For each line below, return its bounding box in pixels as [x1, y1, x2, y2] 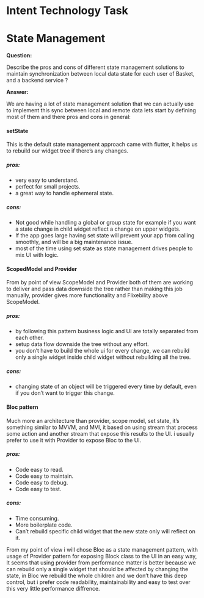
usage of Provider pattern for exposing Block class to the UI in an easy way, [6, 552, 197, 560]
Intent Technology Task [6, 4, 128, 18]
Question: [6, 52, 32, 59]
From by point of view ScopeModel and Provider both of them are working [6, 279, 194, 286]
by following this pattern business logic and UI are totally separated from [15, 328, 199, 335]
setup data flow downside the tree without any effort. [15, 340, 150, 348]
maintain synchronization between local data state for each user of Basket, [6, 70, 195, 77]
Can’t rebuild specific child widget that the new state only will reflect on [15, 527, 195, 535]
